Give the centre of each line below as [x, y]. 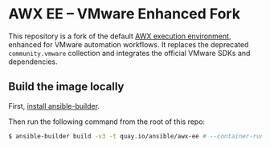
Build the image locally [66, 87]
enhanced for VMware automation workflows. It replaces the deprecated [129, 44]
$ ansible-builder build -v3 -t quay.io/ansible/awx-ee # [107, 136]
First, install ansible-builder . [54, 106]
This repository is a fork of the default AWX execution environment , [120, 36]
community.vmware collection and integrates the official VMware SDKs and [129, 53]
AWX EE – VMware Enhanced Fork [125, 14]
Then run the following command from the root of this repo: [107, 122]
